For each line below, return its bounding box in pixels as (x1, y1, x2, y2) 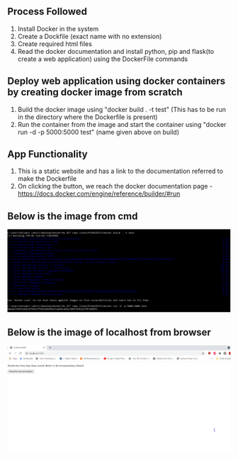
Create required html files (17, 39, 92, 48)
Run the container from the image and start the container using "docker (17, 120, 227, 128)
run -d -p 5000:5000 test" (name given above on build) (17, 128, 179, 136)
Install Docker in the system (17, 24, 99, 33)
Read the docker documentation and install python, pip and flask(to (17, 47, 215, 55)
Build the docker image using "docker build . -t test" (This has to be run (17, 105, 227, 113)
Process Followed (7, 6, 87, 18)
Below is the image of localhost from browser (7, 326, 211, 338)
